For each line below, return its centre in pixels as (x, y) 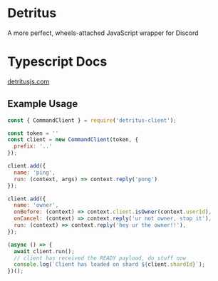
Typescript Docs (57, 62)
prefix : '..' (33, 147)
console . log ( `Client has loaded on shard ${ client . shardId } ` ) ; (109, 265)
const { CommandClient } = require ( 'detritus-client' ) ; (92, 120)
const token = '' (33, 133)
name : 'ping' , (35, 173)
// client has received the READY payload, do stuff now (100, 258)
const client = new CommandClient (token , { (73, 140)
